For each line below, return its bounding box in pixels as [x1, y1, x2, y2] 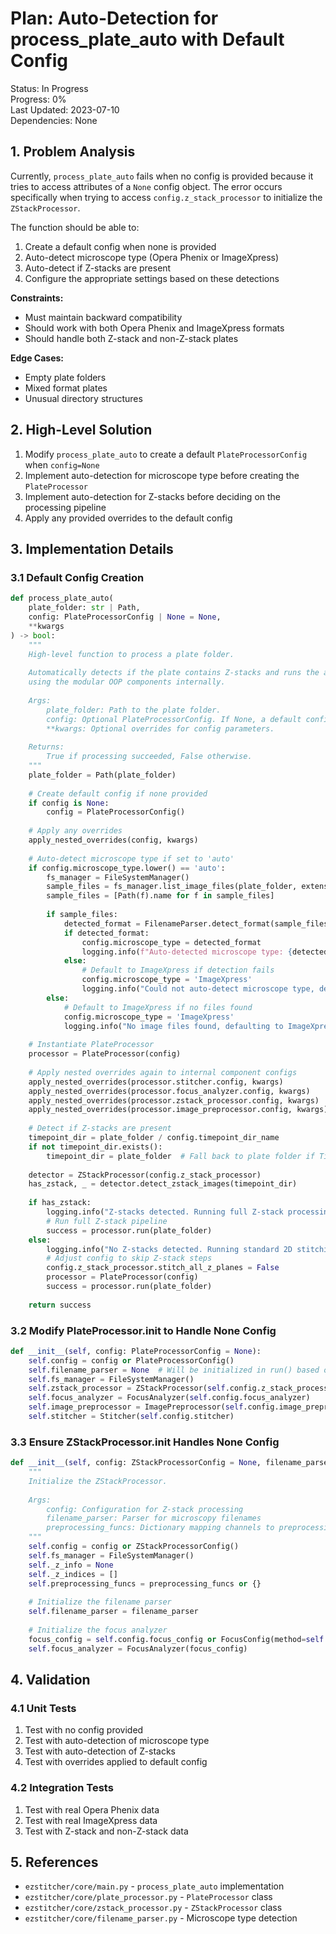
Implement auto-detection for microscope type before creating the [24, 469, 300, 481]
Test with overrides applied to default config [24, 1756, 208, 1768]
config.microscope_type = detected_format [81, 937, 262, 947]
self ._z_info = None [28, 1560, 114, 1570]
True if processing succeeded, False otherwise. [46, 752, 253, 762]
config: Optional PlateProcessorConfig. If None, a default [46, 714, 302, 724]
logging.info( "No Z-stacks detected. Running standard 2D [46, 1244, 293, 1254]
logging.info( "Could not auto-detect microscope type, [81, 984, 315, 994]
